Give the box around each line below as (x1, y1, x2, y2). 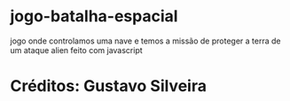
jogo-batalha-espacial (10, 6, 178, 27)
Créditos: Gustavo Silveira (10, 76, 208, 97)
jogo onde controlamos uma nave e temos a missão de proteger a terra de (10, 35, 281, 46)
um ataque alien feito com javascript (10, 44, 143, 55)
